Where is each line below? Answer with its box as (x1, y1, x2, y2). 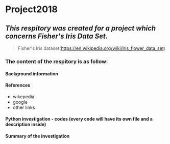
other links (12, 104, 35, 110)
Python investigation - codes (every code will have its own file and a (5, 116, 153, 122)
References (5, 82, 31, 89)
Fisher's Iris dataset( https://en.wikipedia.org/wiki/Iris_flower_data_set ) (17, 45, 166, 51)
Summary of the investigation (5, 133, 70, 139)
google (12, 99, 28, 105)
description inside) (5, 121, 46, 128)
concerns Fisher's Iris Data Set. (5, 32, 108, 40)
